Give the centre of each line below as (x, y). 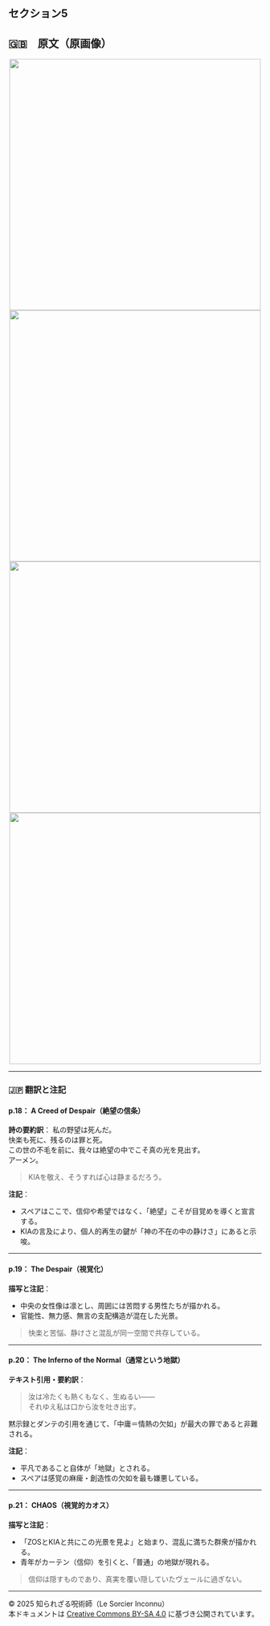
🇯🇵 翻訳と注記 (37, 1090)
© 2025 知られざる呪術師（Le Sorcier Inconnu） (89, 1603)
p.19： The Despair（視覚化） (58, 1269)
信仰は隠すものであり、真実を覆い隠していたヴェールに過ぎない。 (137, 1579)
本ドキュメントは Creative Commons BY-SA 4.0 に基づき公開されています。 (133, 1613)
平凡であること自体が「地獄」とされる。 (87, 1468)
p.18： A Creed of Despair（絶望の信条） (77, 1111)
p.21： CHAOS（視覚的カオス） (61, 1505)
